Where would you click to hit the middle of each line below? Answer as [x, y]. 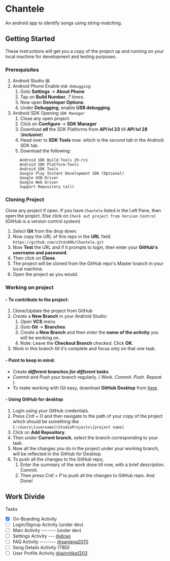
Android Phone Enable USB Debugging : [52, 86]
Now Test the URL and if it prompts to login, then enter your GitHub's [85, 247]
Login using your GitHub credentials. [51, 410]
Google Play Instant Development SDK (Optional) [72, 174]
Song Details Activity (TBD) [41, 547]
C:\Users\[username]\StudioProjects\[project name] [68, 427]
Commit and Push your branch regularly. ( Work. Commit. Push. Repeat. [88, 377]
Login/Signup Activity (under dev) [48, 524]
